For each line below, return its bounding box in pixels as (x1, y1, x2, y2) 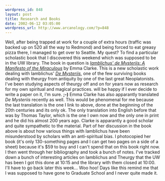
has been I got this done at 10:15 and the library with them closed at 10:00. (5, 160, 156, 166)
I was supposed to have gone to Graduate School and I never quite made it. (5, 170, 158, 176)
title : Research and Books (5, 16, 61, 21)
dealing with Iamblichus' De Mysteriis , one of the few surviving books (5, 71, 146, 76)
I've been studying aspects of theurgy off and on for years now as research (5, 81, 159, 87)
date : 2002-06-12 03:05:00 (5, 21, 61, 26)
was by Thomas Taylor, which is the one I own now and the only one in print (5, 112, 159, 118)
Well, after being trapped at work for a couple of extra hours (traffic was (5, 39, 151, 45)
